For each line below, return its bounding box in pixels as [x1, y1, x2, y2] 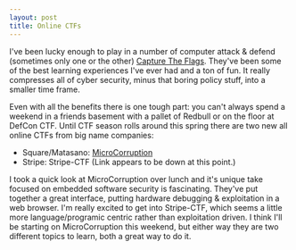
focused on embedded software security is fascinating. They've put [9, 183, 259, 194]
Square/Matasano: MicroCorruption [21, 146, 153, 157]
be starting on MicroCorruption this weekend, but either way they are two [9, 221, 279, 232]
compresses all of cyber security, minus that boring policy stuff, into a [9, 74, 266, 85]
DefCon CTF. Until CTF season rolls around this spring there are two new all [9, 120, 288, 130]
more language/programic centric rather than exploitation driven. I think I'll [9, 212, 283, 222]
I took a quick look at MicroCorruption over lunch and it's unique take [9, 173, 263, 184]
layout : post [9, 12, 58, 22]
